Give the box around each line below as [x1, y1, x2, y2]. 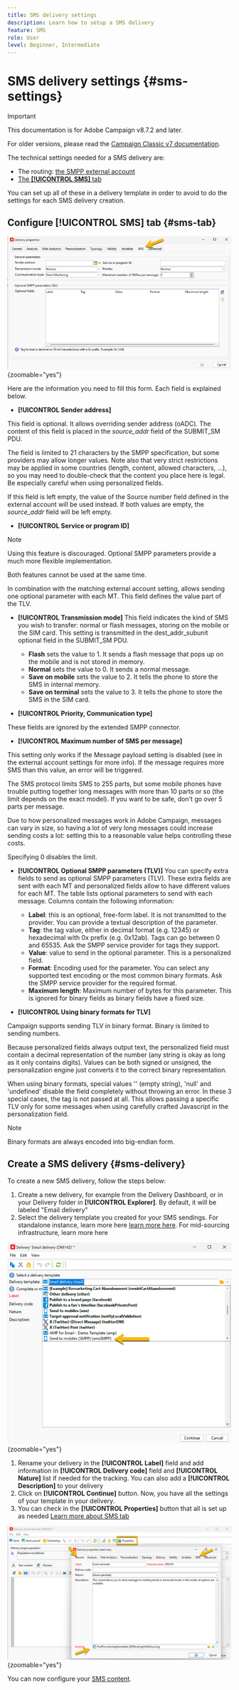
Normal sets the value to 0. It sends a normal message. [28, 665, 191, 673]
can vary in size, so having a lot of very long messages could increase [7, 824, 213, 832]
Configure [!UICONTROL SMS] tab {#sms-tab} [7, 217, 217, 229]
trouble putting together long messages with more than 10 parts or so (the [7, 787, 224, 795]
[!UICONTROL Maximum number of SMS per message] [17, 737, 183, 745]
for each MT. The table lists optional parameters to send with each [17, 888, 213, 898]
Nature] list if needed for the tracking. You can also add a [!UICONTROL [17, 1474, 230, 1482]
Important [7, 112, 36, 121]
